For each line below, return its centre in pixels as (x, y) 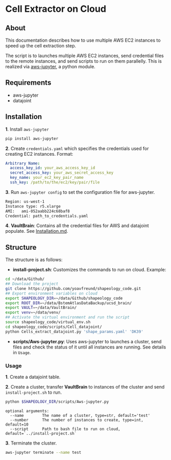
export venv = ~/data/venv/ (33, 312)
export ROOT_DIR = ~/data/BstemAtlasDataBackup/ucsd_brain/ (69, 303)
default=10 (17, 425)
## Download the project (32, 284)
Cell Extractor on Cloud (56, 9)
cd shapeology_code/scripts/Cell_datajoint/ (54, 327)
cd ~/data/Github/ (25, 279)
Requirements (28, 83)
